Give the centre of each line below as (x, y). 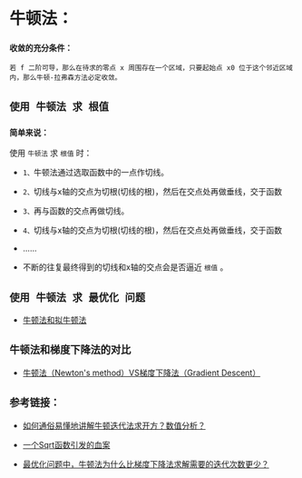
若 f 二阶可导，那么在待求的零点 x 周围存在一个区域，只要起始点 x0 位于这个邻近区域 (151, 68)
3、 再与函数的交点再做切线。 (76, 211)
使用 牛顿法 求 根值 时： (51, 153)
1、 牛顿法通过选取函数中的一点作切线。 (96, 173)
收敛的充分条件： (41, 48)
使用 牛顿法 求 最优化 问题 (78, 298)
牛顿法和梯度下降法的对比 (70, 350)
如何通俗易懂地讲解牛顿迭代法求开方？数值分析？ (114, 425)
